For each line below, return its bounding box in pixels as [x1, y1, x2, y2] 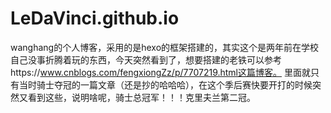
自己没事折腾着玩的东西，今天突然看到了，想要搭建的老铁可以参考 [10, 53, 282, 66]
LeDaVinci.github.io [10, 7, 180, 30]
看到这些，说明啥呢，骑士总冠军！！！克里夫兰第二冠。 [27, 91, 256, 103]
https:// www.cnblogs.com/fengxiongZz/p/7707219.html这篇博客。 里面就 [10, 66, 311, 78]
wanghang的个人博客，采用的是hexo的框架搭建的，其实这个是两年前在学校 [10, 41, 320, 53]
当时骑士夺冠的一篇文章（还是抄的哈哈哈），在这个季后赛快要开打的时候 [18, 78, 313, 91]
